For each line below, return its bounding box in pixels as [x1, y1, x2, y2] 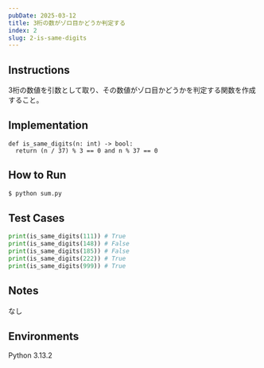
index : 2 [8, 26, 37, 34]
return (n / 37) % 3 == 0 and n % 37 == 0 [15, 146, 158, 155]
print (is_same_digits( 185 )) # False [8, 247, 130, 255]
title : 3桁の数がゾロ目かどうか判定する [8, 19, 126, 27]
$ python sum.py [8, 189, 62, 197]
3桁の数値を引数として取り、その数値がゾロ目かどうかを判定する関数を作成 [8, 85, 256, 95]
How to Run [8, 169, 67, 182]
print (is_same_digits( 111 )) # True [8, 232, 126, 241]
